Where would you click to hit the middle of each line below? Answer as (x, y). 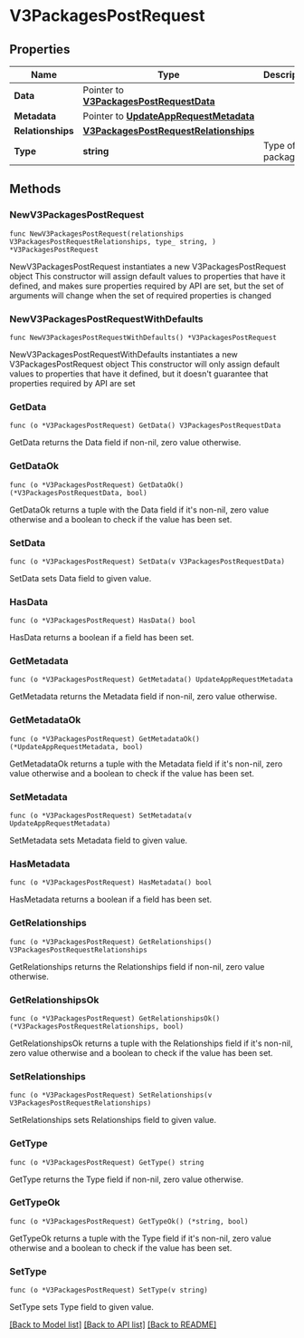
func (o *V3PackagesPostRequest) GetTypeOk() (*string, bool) (129, 1221)
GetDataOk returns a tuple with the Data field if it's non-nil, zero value (139, 510)
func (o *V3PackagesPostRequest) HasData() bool (103, 621)
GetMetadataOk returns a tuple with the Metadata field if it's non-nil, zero (146, 764)
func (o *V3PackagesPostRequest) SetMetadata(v (101, 816)
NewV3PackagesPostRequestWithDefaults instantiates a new (123, 354)
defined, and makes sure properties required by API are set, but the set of (147, 286)
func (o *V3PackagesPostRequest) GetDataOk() (96, 485)
